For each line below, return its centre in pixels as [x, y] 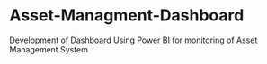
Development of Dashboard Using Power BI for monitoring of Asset [133, 40]
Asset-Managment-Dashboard [127, 16]
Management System [49, 49]
